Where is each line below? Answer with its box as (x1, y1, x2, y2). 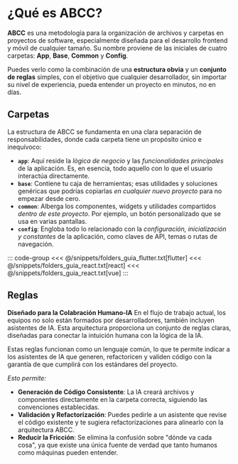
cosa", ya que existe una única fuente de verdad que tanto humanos (17, 440, 218, 449)
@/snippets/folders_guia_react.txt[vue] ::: (7, 269, 129, 277)
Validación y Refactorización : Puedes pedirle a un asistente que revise (17, 410, 227, 418)
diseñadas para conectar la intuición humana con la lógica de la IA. (7, 331, 204, 339)
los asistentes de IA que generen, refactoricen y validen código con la (7, 352, 212, 361)
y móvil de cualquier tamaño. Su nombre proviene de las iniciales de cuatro (7, 43, 227, 52)
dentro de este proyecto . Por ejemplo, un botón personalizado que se (17, 209, 222, 218)
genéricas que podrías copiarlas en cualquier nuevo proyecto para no (17, 187, 222, 195)
